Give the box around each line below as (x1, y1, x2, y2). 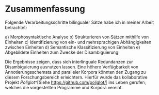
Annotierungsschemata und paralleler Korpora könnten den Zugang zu (5, 69, 146, 75)
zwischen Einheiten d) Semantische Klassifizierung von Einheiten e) (5, 44, 141, 50)
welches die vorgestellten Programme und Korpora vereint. (5, 84, 123, 90)
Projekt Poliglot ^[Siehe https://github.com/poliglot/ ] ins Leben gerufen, (5, 79, 146, 85)
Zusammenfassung (5, 3, 85, 15)
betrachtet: (5, 24, 27, 30)
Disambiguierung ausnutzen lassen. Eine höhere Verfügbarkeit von (5, 64, 139, 70)
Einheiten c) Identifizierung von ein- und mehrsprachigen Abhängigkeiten (5, 39, 152, 45)
